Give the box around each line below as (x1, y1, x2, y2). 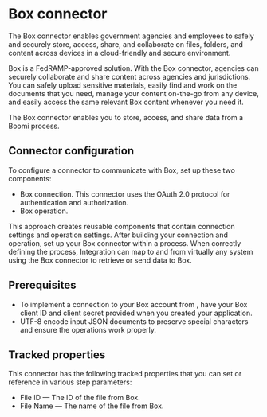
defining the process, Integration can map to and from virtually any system (8, 247, 253, 256)
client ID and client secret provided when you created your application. (19, 308, 253, 318)
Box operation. (19, 206, 69, 216)
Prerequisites (8, 279, 77, 292)
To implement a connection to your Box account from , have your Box (19, 299, 248, 309)
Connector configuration (8, 144, 134, 158)
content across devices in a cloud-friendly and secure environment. (8, 48, 231, 57)
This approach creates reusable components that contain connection (8, 221, 235, 231)
